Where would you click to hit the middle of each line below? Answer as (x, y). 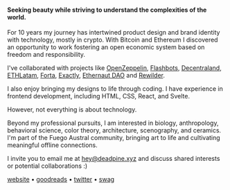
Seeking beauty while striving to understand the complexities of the (107, 10)
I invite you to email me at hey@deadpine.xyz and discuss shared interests (114, 159)
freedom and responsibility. (46, 55)
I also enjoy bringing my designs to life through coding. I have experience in (115, 89)
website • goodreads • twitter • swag (61, 180)
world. (17, 17)
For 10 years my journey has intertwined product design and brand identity (114, 33)
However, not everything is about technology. (72, 110)
